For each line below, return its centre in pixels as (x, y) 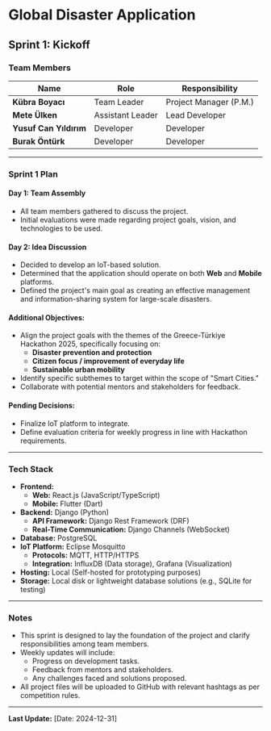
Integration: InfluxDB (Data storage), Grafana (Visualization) (132, 563)
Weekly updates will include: (67, 653)
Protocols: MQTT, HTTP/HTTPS (85, 555)
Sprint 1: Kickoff (49, 45)
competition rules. (50, 695)
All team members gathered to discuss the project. (104, 211)
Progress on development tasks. (85, 661)
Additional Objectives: (46, 317)
